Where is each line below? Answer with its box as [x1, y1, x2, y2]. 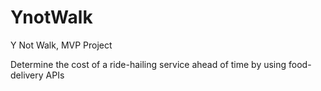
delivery [10, 69, 44, 81]
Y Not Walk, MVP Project [10, 39, 113, 51]
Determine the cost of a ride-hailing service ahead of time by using [10, 58, 287, 70]
